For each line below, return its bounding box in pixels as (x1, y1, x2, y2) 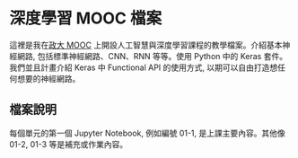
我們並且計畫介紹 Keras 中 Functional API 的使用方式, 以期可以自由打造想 (9, 62, 278, 73)
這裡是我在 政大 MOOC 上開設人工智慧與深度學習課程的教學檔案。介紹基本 (9, 39, 283, 50)
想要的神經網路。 (16, 73, 81, 83)
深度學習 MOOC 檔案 (9, 8, 162, 29)
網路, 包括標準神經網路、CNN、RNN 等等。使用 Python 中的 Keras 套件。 (16, 50, 288, 61)
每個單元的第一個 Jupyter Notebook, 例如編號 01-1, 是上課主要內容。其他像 (9, 127, 285, 138)
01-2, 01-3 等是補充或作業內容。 (9, 138, 128, 149)
